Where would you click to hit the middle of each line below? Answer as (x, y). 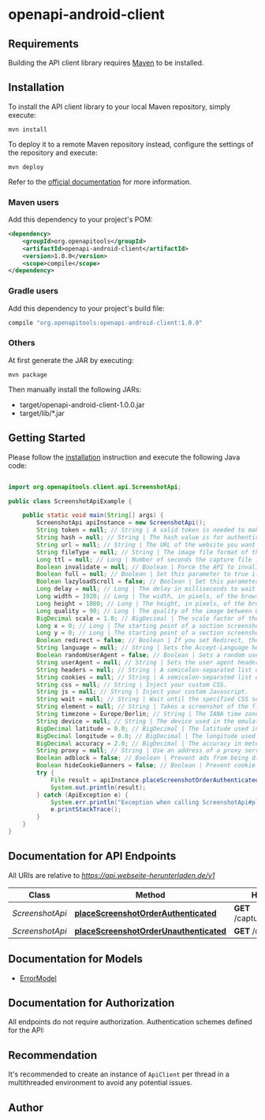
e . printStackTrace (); (86, 810)
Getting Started (47, 438)
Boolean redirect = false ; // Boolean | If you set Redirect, (141, 641)
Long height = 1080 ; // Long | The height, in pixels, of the (141, 604)
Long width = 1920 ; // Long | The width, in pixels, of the (137, 596)
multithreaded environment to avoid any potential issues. (100, 1083)
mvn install (28, 129)
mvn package (28, 375)
